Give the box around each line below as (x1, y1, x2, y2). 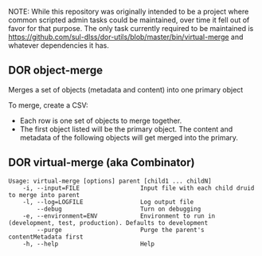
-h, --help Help (22, 239, 155, 248)
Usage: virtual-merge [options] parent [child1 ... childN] (8, 177, 213, 185)
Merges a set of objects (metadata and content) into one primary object (8, 85, 244, 94)
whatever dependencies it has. (8, 41, 109, 50)
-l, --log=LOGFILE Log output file (22, 198, 194, 206)
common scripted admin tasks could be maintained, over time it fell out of (8, 15, 250, 25)
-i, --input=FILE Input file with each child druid (22, 183, 255, 192)
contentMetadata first (8, 233, 84, 241)
